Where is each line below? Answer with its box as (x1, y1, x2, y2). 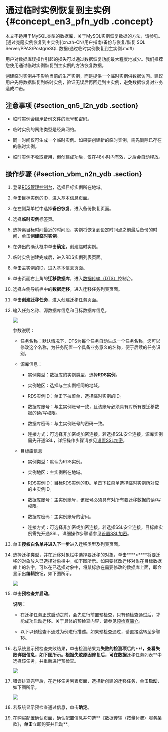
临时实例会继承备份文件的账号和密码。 (12, 116, 92, 122)
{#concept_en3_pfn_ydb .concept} (5, 16, 154, 27)
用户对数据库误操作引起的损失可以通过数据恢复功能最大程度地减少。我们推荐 (5, 56, 163, 62)
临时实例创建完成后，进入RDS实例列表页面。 (12, 254, 105, 260)
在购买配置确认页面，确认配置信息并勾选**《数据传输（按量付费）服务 (12, 715, 158, 721)
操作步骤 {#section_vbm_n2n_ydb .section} (5, 170, 142, 178)
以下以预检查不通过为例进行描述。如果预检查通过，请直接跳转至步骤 (20, 628, 161, 634)
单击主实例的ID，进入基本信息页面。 (12, 265, 88, 271)
